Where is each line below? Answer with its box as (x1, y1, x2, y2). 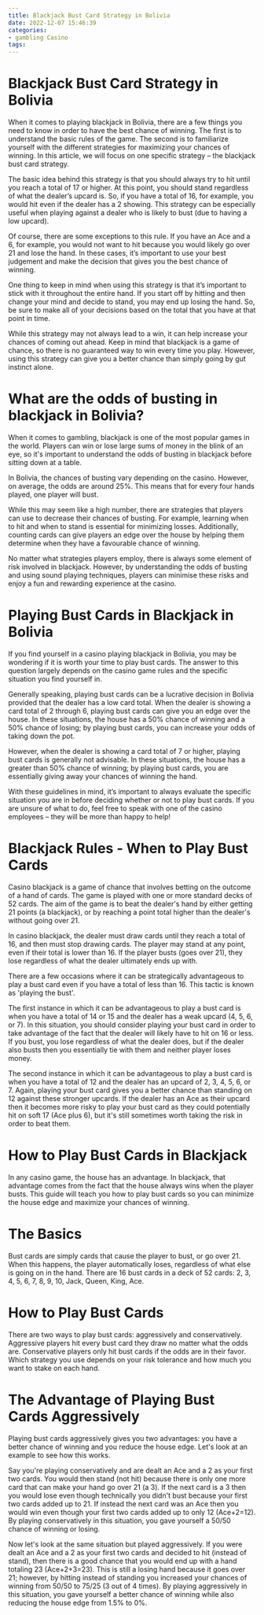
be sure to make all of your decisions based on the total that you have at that (8, 305, 256, 315)
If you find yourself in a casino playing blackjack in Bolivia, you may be (8, 649, 237, 658)
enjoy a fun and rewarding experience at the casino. (8, 579, 177, 588)
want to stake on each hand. (8, 1363, 101, 1373)
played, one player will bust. (8, 490, 99, 499)
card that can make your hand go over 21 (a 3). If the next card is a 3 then (8, 1482, 247, 1491)
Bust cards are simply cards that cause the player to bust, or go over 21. (8, 1251, 241, 1260)
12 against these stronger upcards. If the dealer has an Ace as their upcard (8, 1093, 250, 1103)
